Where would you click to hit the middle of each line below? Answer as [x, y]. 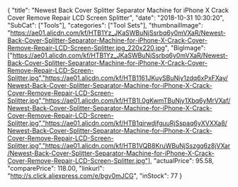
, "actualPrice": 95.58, [182, 161]
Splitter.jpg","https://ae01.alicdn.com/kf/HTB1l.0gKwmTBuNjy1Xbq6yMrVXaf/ [119, 101]
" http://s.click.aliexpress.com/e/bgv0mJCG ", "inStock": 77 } [95, 176]
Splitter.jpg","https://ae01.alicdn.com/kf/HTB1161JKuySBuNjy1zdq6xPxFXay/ [118, 78]
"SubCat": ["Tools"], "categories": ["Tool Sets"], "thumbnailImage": [105, 25]
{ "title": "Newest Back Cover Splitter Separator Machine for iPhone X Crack [118, 10]
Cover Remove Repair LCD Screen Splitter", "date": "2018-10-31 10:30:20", [116, 18]
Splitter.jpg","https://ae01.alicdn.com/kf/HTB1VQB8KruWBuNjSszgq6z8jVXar [119, 146]
